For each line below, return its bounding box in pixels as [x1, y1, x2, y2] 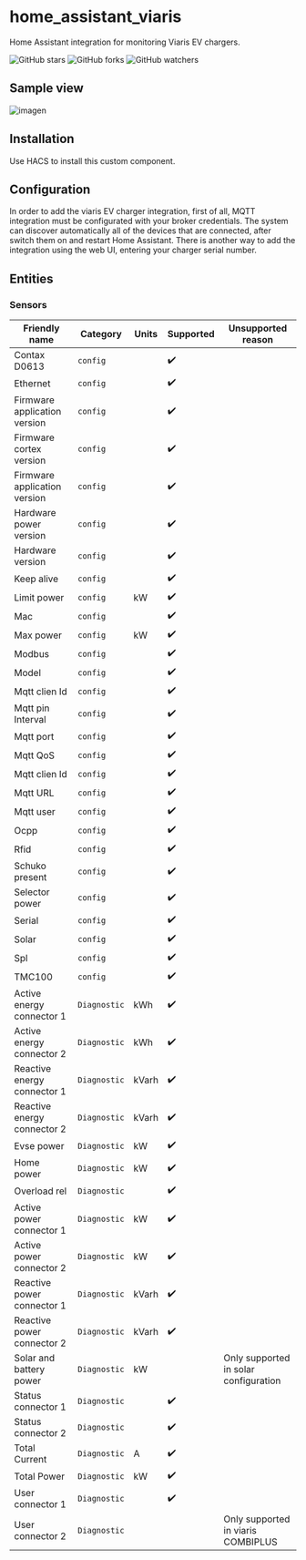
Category [80, 328, 123, 341]
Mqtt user [14, 805, 56, 817]
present [14, 871, 47, 884]
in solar [223, 1363, 255, 1376]
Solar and [14, 1351, 56, 1364]
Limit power [14, 590, 65, 603]
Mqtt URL [14, 786, 55, 799]
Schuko [14, 859, 47, 872]
